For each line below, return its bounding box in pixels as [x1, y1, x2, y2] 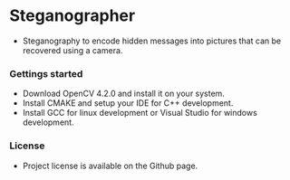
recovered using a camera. [22, 44, 123, 55]
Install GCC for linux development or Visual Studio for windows [22, 108, 258, 118]
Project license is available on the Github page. [22, 160, 198, 171]
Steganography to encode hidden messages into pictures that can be [22, 35, 282, 46]
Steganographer [9, 5, 136, 26]
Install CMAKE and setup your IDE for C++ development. [22, 98, 234, 109]
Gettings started [9, 67, 83, 80]
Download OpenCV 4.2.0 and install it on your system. [22, 88, 225, 99]
